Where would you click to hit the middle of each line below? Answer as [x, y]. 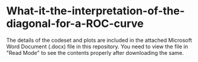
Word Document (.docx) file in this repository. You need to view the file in [97, 46]
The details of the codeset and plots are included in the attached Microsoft [99, 40]
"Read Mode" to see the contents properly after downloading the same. [95, 52]
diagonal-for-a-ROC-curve [75, 24]
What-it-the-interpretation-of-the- [96, 11]
